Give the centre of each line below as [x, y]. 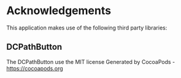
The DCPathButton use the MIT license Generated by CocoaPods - [91, 61]
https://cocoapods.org [35, 68]
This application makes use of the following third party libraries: [87, 28]
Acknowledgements [59, 11]
